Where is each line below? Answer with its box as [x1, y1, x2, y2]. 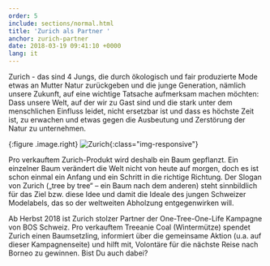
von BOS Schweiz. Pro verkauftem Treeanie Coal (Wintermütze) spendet [8, 222, 251, 232]
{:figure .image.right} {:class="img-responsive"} [8, 139, 199, 148]
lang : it [8, 49, 38, 58]
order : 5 [8, 11, 38, 20]
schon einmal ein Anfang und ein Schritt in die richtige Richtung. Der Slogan [8, 172, 262, 182]
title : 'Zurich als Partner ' [8, 27, 111, 35]
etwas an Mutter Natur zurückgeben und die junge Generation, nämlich [8, 80, 246, 90]
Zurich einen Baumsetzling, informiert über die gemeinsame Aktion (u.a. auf [8, 231, 262, 240]
